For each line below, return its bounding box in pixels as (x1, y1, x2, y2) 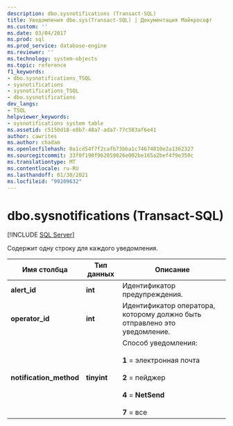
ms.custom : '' (7, 23, 49, 30)
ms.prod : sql (7, 36, 45, 43)
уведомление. (122, 327, 171, 336)
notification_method (10, 373, 80, 382)
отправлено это (122, 318, 176, 328)
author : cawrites (7, 133, 58, 139)
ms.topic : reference (7, 62, 67, 69)
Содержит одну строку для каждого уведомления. (7, 244, 158, 253)
